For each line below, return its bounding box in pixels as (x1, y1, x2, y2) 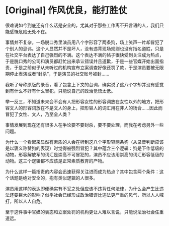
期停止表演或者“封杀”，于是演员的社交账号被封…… (5, 71, 110, 77)
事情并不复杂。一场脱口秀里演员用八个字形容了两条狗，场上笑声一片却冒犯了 (5, 39, 164, 45)
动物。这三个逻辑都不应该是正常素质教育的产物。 (5, 157, 107, 164)
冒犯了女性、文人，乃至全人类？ (5, 111, 71, 117)
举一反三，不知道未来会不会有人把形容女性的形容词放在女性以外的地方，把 (5, 98, 159, 104)
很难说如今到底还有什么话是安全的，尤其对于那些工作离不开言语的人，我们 (5, 22, 159, 28)
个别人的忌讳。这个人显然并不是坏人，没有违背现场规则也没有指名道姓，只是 (5, 45, 164, 51)
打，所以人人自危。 (5, 198, 45, 204)
